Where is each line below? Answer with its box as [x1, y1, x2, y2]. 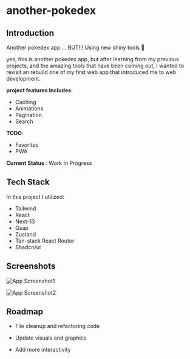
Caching [15, 98, 36, 106]
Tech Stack [6, 177, 50, 187]
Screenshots [6, 261, 56, 272]
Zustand [15, 230, 36, 238]
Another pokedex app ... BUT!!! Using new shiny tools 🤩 [6, 44, 145, 51]
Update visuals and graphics [15, 334, 87, 341]
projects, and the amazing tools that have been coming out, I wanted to [6, 62, 185, 69]
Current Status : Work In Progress [6, 159, 92, 167]
